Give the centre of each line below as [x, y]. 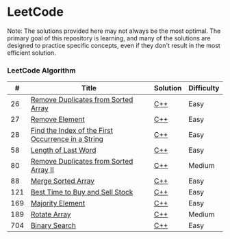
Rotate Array [51, 214]
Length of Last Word [63, 150]
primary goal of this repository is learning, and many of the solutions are [109, 38]
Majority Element [58, 203]
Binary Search [53, 225]
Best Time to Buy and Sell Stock [82, 192]
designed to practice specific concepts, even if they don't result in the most [114, 45]
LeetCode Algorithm [42, 71]
